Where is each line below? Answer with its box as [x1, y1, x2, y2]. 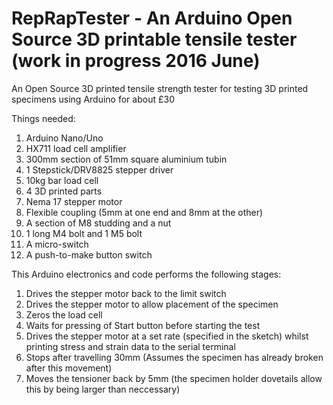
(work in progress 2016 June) [11, 50, 261, 72]
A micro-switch [25, 238, 89, 250]
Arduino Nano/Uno [25, 132, 104, 144]
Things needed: [11, 112, 76, 124]
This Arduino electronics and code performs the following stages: [11, 268, 282, 280]
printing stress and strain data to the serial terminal [25, 340, 236, 352]
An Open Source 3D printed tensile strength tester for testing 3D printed [11, 82, 309, 94]
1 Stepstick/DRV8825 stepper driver [25, 163, 174, 176]
